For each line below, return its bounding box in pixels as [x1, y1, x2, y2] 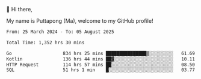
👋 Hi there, [6, 6, 33, 13]
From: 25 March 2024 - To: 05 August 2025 [6, 29, 114, 35]
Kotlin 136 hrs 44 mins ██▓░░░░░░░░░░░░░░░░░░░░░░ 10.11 [6, 56, 196, 62]
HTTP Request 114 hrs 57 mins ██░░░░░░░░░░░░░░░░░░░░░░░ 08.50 [6, 62, 196, 68]
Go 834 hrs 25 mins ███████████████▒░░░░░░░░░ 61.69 [6, 50, 196, 56]
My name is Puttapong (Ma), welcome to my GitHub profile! [6, 17, 153, 24]
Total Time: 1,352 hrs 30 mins [6, 39, 85, 45]
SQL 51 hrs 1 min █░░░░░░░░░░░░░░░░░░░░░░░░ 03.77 [6, 67, 196, 73]
